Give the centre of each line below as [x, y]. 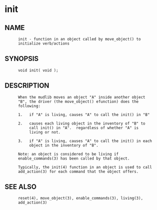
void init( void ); [38, 70]
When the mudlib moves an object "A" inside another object [81, 97]
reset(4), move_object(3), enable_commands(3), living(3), [80, 198]
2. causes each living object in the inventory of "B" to [81, 123]
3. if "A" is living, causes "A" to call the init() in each [85, 141]
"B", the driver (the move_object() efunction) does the [78, 101]
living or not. [45, 132]
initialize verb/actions [44, 43]
